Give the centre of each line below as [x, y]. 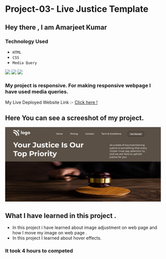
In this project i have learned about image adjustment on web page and [84, 227]
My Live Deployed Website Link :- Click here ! [51, 103]
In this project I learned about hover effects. [57, 238]
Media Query [24, 63]
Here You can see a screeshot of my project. [75, 118]
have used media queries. [37, 91]
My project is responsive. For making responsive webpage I [78, 85]
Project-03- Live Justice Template [77, 9]
